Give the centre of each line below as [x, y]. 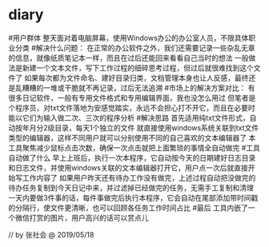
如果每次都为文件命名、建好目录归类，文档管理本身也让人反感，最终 [136, 78]
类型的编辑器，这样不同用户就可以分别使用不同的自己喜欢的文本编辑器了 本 [132, 137]
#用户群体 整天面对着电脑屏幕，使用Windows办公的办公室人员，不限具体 [128, 38]
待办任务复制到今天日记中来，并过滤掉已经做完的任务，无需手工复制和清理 [131, 187]
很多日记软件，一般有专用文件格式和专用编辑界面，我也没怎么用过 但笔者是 [132, 98]
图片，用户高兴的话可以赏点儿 [99, 217]
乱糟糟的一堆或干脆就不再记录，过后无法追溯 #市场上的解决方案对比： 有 [135, 88]
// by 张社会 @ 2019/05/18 [51, 234]
